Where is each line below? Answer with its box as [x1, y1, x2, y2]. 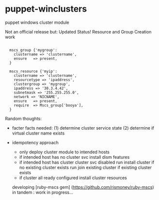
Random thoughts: [5, 116, 42, 121]
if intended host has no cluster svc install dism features [19, 154, 130, 160]
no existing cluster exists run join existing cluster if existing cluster [19, 164, 152, 170]
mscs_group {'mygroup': [9, 48, 57, 52]
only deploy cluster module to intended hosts [19, 149, 110, 155]
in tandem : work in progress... [12, 189, 74, 195]
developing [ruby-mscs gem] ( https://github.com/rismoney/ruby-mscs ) [12, 184, 154, 190]
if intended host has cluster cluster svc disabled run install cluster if [19, 159, 154, 165]
